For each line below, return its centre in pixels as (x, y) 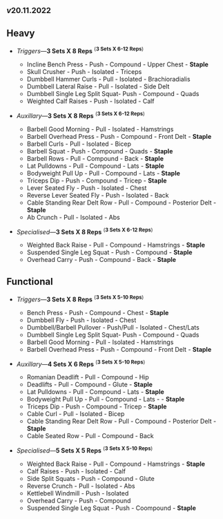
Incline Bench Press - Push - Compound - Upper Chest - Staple (117, 64)
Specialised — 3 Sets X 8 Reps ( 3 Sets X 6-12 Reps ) (85, 231)
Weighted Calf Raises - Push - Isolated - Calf (90, 101)
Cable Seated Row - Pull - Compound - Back (90, 436)
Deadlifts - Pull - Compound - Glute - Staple (90, 385)
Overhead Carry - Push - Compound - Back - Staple (101, 260)
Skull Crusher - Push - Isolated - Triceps (84, 71)
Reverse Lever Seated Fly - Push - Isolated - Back (98, 195)
